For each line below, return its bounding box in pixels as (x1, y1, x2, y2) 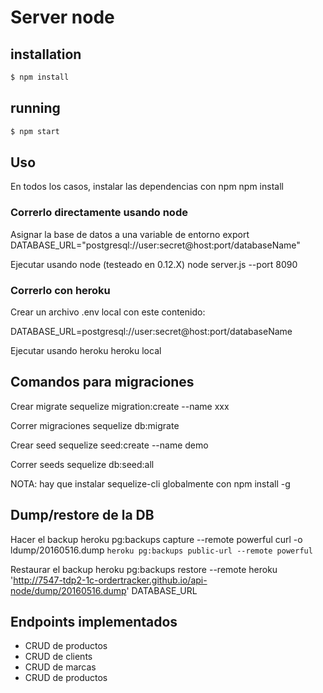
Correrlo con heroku (10, 283, 111, 297)
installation (10, 46, 82, 63)
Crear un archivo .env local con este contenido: (10, 306, 206, 318)
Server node (10, 6, 115, 29)
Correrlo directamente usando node (10, 206, 188, 220)
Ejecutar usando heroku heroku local (10, 344, 162, 356)
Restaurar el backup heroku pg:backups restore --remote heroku (10, 563, 278, 575)
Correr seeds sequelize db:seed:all (10, 458, 155, 470)
